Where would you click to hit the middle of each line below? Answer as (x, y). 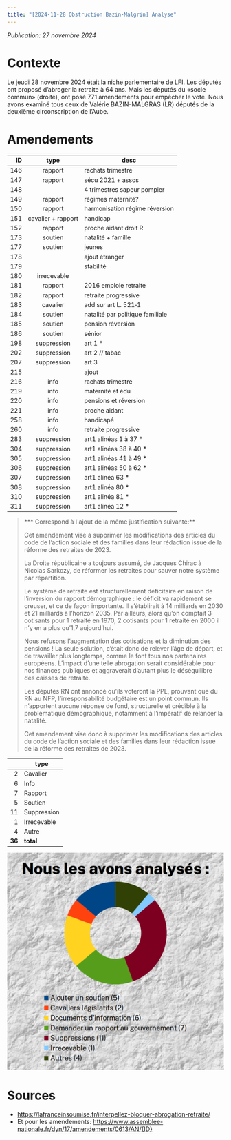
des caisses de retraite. (57, 678)
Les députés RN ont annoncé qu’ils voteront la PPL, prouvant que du (121, 691)
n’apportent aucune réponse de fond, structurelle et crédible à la (115, 706)
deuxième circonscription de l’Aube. (58, 111)
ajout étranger (104, 257)
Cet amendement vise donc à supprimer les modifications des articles (123, 734)
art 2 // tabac (103, 353)
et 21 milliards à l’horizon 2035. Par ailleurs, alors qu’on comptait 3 (118, 613)
